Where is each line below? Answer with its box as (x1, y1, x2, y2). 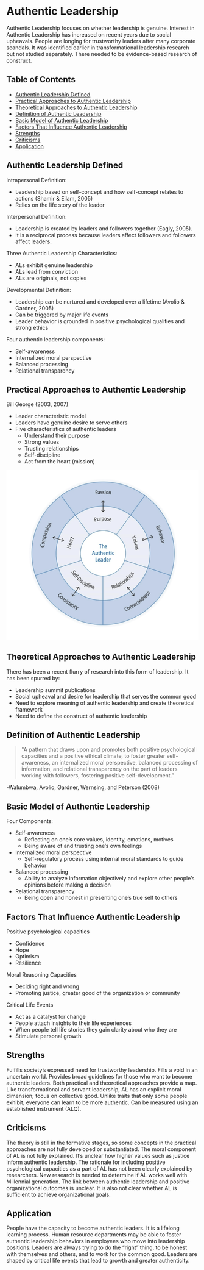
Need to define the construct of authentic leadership (15, 712, 147, 719)
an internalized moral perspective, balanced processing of (51, 759, 198, 766)
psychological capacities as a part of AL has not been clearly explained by (6, 1165, 193, 1172)
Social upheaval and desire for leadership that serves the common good (15, 693, 197, 700)
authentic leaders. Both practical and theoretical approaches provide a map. (6, 1079, 197, 1086)
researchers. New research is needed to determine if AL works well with (6, 1171, 188, 1179)
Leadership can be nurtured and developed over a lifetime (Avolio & (15, 298, 185, 305)
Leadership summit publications (15, 686, 96, 693)
